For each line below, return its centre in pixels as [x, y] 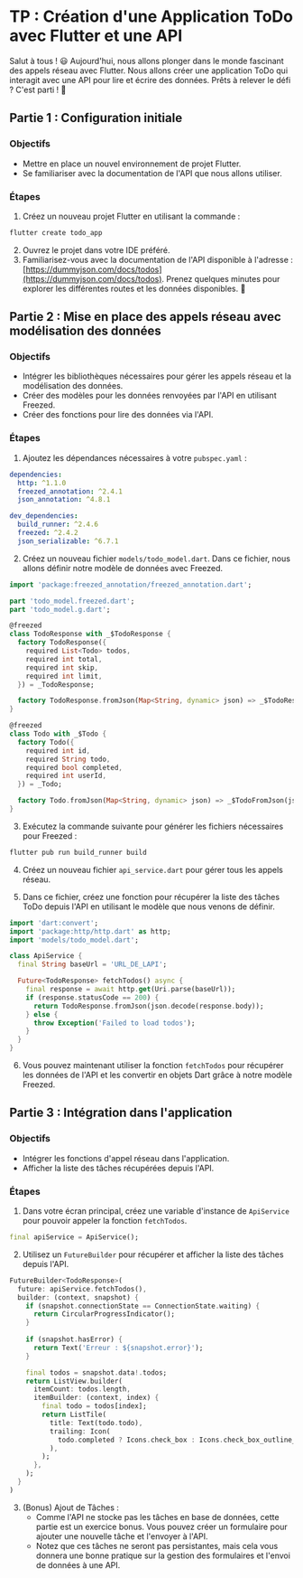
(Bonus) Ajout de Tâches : [71, 1508]
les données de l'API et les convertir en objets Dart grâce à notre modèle [157, 1075]
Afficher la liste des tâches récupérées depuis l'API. [118, 1168]
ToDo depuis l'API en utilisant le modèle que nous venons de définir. [148, 906]
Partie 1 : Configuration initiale [96, 118]
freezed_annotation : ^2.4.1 [70, 491]
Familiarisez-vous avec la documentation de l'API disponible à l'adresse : [157, 259]
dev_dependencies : [44, 516]
